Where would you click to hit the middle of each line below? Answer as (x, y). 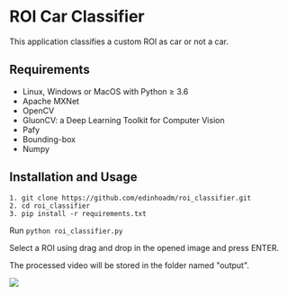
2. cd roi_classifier (50, 206)
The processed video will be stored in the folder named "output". (130, 265)
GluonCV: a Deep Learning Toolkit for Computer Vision (123, 120)
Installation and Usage (73, 177)
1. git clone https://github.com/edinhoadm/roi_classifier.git (130, 198)
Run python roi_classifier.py (66, 230)
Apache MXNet (50, 101)
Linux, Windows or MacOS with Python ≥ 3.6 (105, 91)
